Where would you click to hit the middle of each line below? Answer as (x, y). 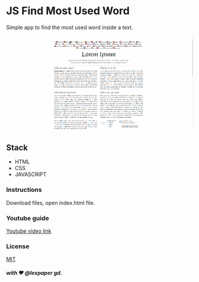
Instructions (24, 190)
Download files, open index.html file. (51, 203)
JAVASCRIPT (31, 174)
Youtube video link (29, 231)
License (18, 246)
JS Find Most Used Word (68, 11)
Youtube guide (28, 218)
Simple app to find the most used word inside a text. (70, 27)
